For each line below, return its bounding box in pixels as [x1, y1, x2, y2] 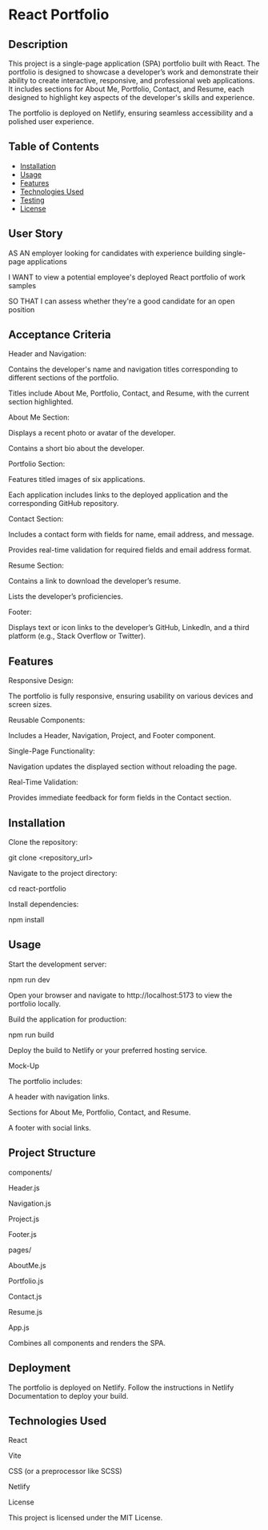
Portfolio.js [8, 1275, 44, 1286]
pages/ [8, 1245, 32, 1255]
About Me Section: [8, 412, 70, 422]
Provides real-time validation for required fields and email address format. [8, 545, 252, 555]
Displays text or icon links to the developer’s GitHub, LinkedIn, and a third [8, 623, 250, 632]
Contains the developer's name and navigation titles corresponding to [8, 364, 238, 374]
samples [8, 280, 37, 290]
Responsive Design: [8, 676, 74, 685]
